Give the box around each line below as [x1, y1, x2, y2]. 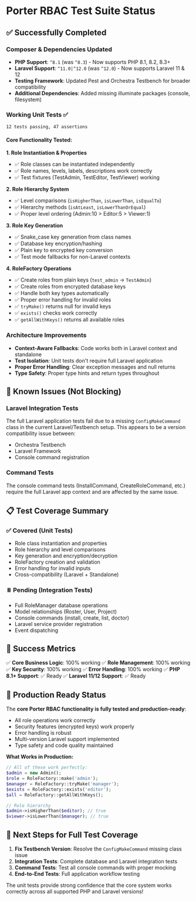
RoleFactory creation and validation [14, 558, 101, 565]
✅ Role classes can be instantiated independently [14, 160, 135, 168]
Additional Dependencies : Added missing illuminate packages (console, [14, 89, 191, 96]
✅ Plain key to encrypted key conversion [14, 247, 113, 254]
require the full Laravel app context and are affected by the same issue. [6, 488, 179, 495]
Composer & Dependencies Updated [6, 45, 113, 53]
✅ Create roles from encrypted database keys [14, 283, 126, 290]
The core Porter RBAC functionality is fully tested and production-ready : [6, 705, 187, 712]
